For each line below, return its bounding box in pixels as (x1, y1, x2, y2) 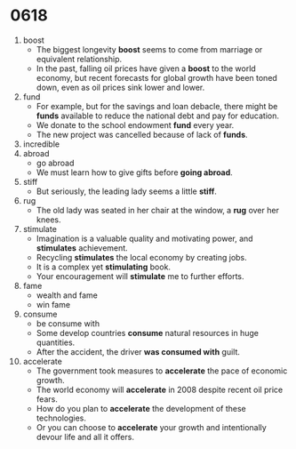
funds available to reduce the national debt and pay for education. (36, 110, 279, 121)
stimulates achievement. (36, 242, 128, 253)
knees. (36, 214, 61, 225)
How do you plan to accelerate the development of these (36, 403, 247, 413)
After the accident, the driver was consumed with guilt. (36, 346, 241, 357)
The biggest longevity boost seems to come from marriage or (36, 44, 263, 54)
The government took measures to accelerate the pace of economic (36, 365, 288, 376)
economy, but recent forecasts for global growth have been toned (36, 72, 278, 83)
